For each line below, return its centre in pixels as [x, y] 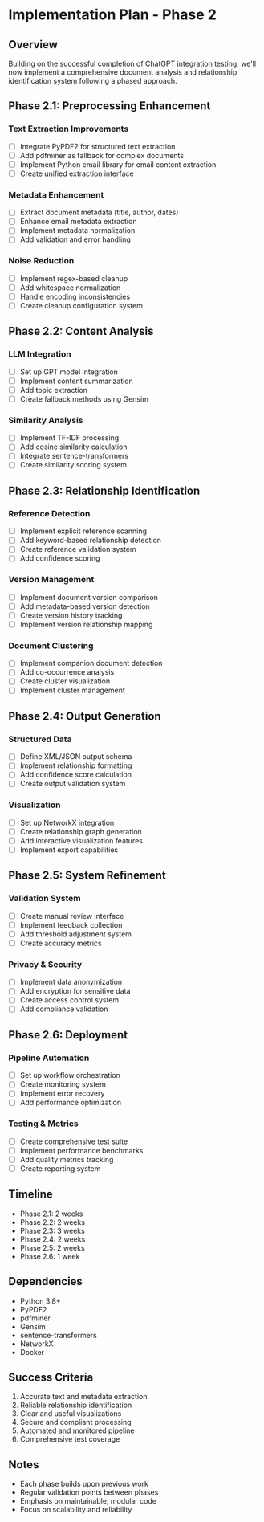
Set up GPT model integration [69, 372]
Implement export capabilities [69, 850]
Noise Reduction [41, 261]
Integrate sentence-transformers [74, 456]
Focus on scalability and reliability [76, 1510]
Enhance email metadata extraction [78, 222]
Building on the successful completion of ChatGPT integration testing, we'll [132, 63]
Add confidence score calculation [76, 775]
